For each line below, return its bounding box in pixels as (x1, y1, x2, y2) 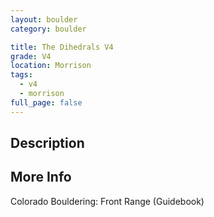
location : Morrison (10, 61, 92, 71)
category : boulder (10, 24, 87, 34)
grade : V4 (10, 51, 52, 61)
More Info (10, 169, 72, 186)
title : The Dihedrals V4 (10, 42, 114, 52)
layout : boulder (10, 14, 78, 25)
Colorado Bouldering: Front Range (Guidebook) (10, 195, 205, 207)
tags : (10, 70, 33, 80)
